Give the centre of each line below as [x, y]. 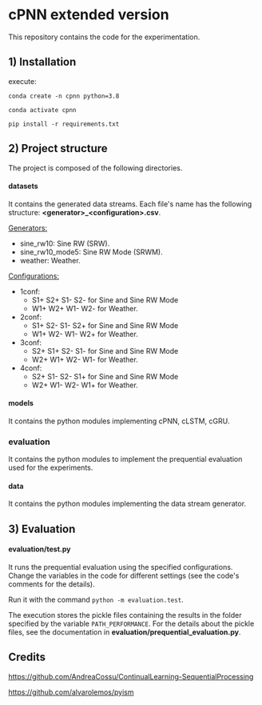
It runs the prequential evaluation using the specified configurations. [121, 567]
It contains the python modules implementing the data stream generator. [127, 504]
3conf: [31, 342]
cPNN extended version [89, 15]
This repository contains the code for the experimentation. [104, 37]
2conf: [31, 317]
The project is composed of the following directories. [95, 168]
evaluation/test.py [40, 549]
